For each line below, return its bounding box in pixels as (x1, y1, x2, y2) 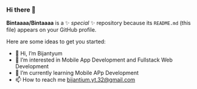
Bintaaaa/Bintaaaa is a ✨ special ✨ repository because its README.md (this (6, 20, 192, 27)
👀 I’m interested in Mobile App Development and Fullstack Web (15, 56, 173, 63)
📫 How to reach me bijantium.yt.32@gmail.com (15, 76, 136, 84)
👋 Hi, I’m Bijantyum (15, 50, 63, 57)
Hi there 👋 (6, 5, 36, 14)
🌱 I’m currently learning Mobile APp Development (15, 69, 139, 77)
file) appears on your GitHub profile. (6, 26, 97, 34)
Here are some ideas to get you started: (6, 38, 106, 45)
